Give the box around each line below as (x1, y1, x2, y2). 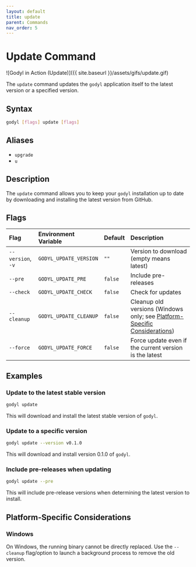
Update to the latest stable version (6, 388, 106, 396)
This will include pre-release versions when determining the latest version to (6, 489, 190, 496)
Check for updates (130, 288, 182, 296)
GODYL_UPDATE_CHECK (38, 289, 92, 296)
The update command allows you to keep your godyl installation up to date (6, 189, 184, 196)
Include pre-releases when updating (6, 465, 111, 473)
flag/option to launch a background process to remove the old (26, 549, 175, 556)
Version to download (130, 247, 187, 255)
